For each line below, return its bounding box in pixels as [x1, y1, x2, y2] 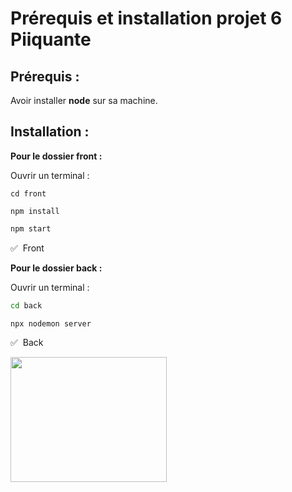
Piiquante [10, 28, 92, 51]
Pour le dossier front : [10, 150, 103, 162]
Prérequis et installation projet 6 [10, 7, 283, 30]
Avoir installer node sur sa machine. [10, 95, 158, 106]
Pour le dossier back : [10, 262, 103, 274]
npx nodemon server [10, 318, 92, 329]
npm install [10, 206, 60, 216]
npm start [10, 223, 52, 234]
